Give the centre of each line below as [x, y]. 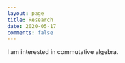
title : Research [30, 20]
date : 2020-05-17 [32, 26]
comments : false [30, 33]
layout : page [26, 13]
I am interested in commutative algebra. [63, 52]
